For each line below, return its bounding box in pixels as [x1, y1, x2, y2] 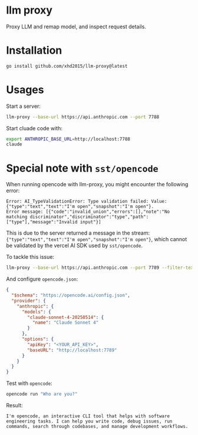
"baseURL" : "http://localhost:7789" [27, 347, 117, 353]
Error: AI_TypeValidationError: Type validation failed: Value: [6, 199, 167, 205]
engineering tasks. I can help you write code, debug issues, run [6, 418, 173, 424]
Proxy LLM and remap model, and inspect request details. [6, 23, 146, 30]
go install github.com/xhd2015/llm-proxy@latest [6, 63, 128, 69]
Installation [6, 44, 62, 57]
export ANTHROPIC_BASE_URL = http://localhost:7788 [6, 136, 131, 142]
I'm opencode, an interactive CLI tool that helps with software [6, 413, 170, 419]
